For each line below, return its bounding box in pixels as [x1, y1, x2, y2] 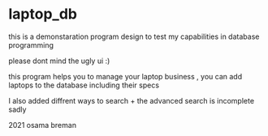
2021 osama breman [8, 120, 77, 130]
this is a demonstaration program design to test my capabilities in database [8, 32, 260, 41]
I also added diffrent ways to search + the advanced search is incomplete [8, 96, 254, 105]
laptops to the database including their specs [8, 80, 160, 90]
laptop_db [8, 5, 77, 23]
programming [8, 40, 54, 49]
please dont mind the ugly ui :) [8, 56, 110, 66]
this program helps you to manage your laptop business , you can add [8, 71, 242, 81]
